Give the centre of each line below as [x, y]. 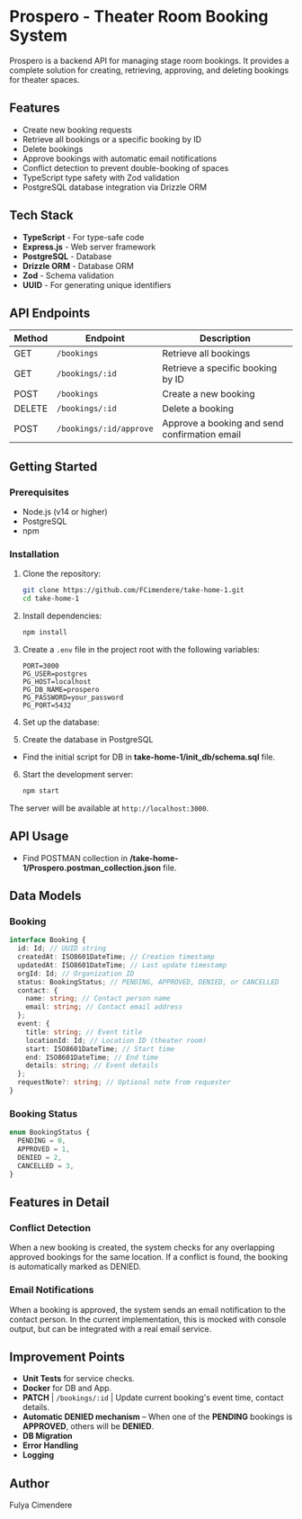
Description [225, 338]
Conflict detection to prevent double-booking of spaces [125, 167]
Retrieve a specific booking [220, 368]
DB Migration [48, 1436]
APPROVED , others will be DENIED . [88, 1426]
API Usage [39, 836]
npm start [41, 791]
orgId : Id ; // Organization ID [76, 974]
